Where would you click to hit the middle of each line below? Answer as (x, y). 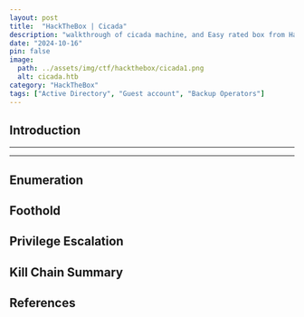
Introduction (45, 130)
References (43, 303)
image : (22, 60)
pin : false (30, 52)
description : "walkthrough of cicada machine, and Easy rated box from (147, 34)
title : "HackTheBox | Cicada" (68, 26)
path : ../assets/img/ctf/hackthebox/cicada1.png (111, 69)
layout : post (34, 18)
